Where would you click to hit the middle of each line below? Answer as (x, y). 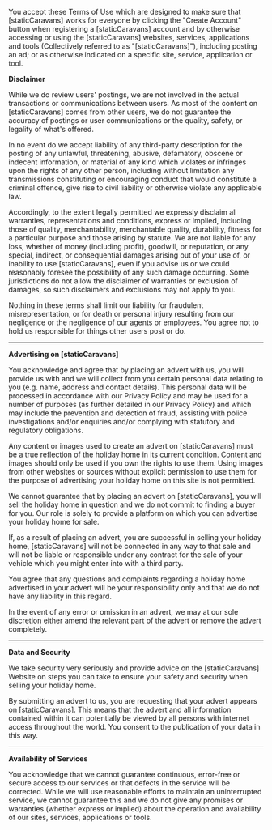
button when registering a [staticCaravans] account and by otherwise (124, 29)
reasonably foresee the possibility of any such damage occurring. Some (129, 272)
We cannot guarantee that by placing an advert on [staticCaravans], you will (135, 496)
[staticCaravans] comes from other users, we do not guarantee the (120, 112)
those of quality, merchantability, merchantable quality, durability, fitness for (135, 229)
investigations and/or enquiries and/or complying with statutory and (121, 421)
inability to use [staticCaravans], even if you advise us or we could (119, 264)
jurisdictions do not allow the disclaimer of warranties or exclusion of (123, 281)
